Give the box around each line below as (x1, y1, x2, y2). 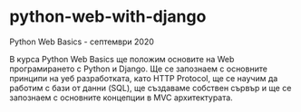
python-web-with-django (9, 6, 207, 27)
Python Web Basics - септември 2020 (9, 36, 154, 47)
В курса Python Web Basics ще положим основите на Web (9, 53, 235, 64)
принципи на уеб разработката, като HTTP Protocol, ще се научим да (9, 72, 278, 83)
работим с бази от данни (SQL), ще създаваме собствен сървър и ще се (9, 82, 292, 93)
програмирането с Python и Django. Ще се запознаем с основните (9, 63, 267, 74)
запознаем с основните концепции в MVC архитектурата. (9, 92, 233, 103)
